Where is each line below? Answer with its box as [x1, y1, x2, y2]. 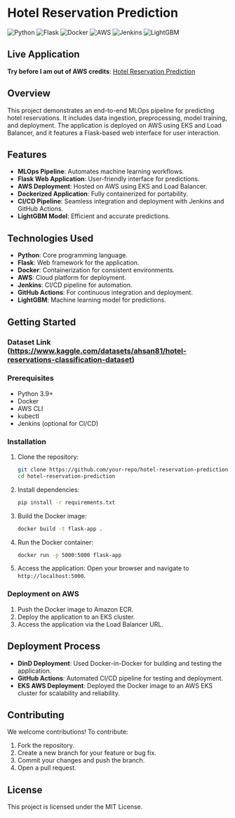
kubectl [17, 412, 40, 420]
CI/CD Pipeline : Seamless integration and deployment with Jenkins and [17, 197, 224, 206]
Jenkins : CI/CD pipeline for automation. [17, 281, 133, 289]
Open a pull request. [17, 763, 77, 772]
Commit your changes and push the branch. [17, 756, 145, 765]
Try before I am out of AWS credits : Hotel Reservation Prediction [7, 67, 196, 75]
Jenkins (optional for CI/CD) [17, 419, 99, 427]
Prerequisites [7, 373, 54, 383]
